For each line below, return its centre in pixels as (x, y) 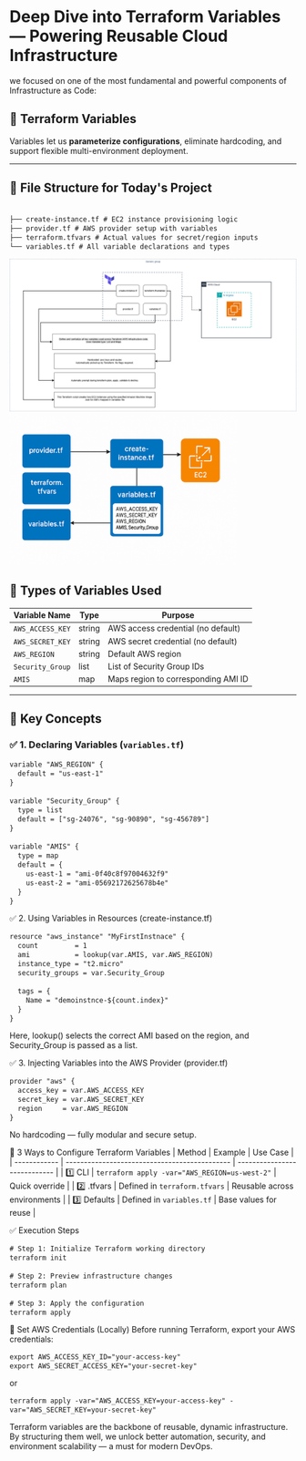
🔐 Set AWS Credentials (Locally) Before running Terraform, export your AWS (153, 1330)
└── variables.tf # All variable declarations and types (120, 247)
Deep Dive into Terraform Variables (145, 17)
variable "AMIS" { (44, 847)
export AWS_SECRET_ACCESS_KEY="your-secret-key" (103, 1366)
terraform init (38, 1258)
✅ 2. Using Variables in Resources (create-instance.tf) (111, 919)
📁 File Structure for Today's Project (111, 188)
